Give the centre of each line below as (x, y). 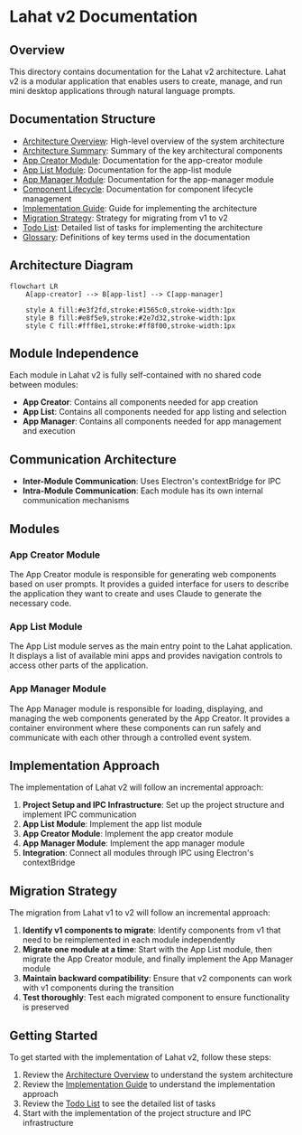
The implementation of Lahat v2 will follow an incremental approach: (137, 787)
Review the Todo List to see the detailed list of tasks (119, 1103)
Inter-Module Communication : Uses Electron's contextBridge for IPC (151, 482)
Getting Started (54, 1035)
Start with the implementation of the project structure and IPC (137, 1112)
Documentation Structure (82, 119)
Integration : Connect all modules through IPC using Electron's (138, 853)
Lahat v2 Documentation (104, 17)
